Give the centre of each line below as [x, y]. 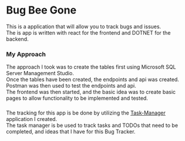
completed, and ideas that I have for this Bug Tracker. [71, 132]
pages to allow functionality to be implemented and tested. [77, 98]
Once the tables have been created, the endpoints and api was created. [92, 79]
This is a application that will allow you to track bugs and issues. [84, 26]
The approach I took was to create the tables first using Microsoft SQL [91, 67]
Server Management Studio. [40, 73]
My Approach [26, 54]
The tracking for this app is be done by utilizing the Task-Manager [86, 113]
